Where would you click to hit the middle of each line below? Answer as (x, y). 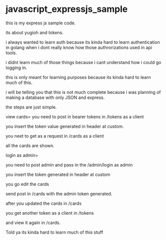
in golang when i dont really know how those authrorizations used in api (79, 47)
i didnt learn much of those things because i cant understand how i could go (83, 62)
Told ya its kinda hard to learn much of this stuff (55, 232)
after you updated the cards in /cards (44, 203)
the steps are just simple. (31, 107)
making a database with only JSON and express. (55, 97)
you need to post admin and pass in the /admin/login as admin (69, 164)
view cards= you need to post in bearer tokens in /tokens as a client (75, 117)
